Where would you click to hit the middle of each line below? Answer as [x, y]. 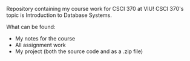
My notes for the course [45, 38]
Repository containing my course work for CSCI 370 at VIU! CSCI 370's [95, 9]
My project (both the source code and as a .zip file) [79, 51]
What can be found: [31, 27]
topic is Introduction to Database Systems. [59, 15]
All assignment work [41, 45]
